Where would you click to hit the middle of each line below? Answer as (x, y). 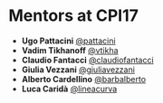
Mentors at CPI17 (74, 16)
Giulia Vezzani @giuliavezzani (78, 70)
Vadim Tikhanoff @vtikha (70, 50)
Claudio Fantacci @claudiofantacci (88, 60)
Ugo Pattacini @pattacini (68, 41)
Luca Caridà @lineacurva (69, 89)
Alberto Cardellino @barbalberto (84, 79)
